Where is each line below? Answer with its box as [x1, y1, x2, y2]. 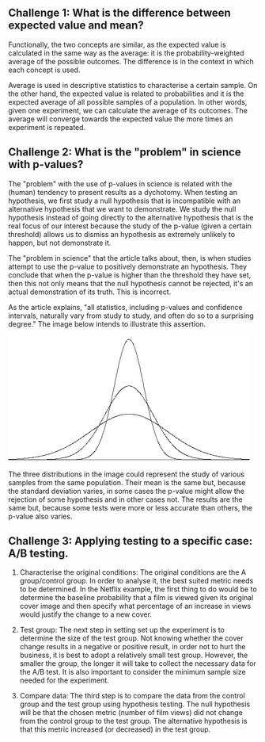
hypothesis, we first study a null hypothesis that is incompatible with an [8, 196, 241, 205]
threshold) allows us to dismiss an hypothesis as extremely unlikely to [8, 229, 236, 239]
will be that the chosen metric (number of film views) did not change [19, 708, 243, 717]
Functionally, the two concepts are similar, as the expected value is [8, 40, 227, 49]
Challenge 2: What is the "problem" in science [8, 146, 241, 159]
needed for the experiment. [19, 675, 109, 685]
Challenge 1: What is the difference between [8, 6, 231, 20]
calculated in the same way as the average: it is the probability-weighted [8, 48, 244, 58]
